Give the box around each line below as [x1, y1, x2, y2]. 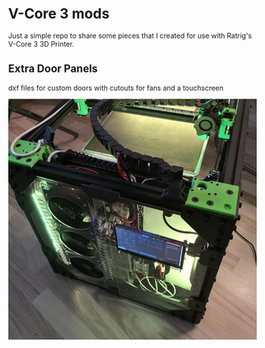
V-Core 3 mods [8, 5, 110, 23]
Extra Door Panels [8, 62, 99, 76]
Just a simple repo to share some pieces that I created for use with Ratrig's [8, 31, 252, 40]
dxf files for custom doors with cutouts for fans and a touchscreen [8, 83, 224, 92]
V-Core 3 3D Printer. [8, 39, 75, 48]
